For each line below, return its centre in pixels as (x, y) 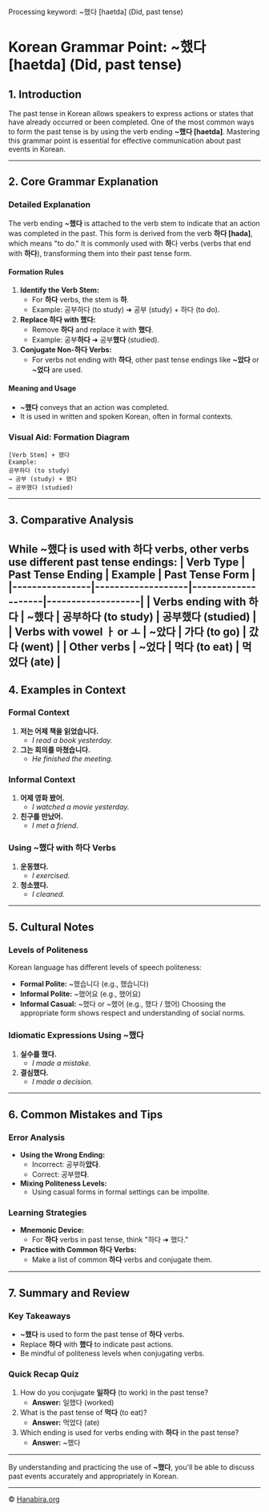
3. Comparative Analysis (71, 520)
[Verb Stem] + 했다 (39, 456)
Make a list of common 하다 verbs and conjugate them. (122, 1260)
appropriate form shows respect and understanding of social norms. (132, 1013)
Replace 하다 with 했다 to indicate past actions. (96, 1344)
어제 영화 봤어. (42, 798)
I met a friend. (55, 825)
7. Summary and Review (69, 1293)
